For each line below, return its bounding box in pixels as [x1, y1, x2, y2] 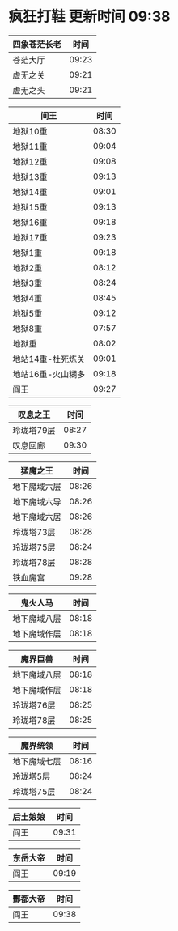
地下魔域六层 [12, 481, 62, 492]
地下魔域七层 [12, 755, 62, 767]
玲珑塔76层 [12, 699, 56, 711]
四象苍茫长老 [12, 38, 62, 49]
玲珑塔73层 [12, 526, 56, 538]
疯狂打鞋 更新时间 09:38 [8, 7, 171, 26]
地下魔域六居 [12, 511, 62, 522]
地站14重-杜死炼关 [12, 353, 86, 364]
